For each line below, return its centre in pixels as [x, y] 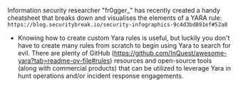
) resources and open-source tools [161, 61]
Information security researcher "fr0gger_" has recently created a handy [114, 10]
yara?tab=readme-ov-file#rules [64, 61]
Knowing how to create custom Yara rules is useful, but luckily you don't [124, 38]
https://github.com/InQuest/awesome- [170, 53]
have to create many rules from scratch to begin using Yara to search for [124, 45]
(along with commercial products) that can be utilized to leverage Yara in [124, 68]
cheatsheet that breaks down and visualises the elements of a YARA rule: [115, 18]
